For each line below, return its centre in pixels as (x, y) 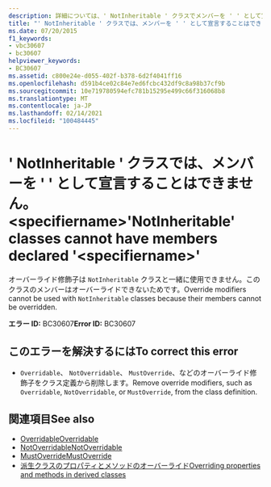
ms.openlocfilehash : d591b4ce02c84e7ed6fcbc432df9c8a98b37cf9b (117, 83)
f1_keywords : (30, 38)
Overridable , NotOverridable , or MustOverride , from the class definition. (139, 392)
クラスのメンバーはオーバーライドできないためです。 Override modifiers (127, 289)
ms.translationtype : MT (48, 99)
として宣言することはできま (148, 184)
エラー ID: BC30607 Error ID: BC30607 (72, 323)
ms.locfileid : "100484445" (54, 121)
